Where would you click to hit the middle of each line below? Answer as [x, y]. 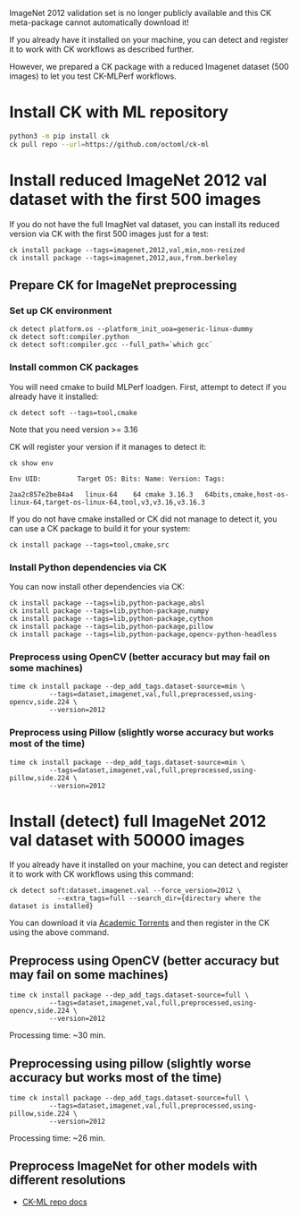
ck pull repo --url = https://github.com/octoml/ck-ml [109, 144]
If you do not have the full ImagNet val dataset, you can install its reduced [145, 224]
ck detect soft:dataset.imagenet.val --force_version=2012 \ [125, 891]
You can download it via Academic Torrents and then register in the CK [140, 923]
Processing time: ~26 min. [57, 1138]
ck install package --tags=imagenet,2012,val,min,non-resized [127, 250]
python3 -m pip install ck [59, 136]
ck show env [31, 463]
